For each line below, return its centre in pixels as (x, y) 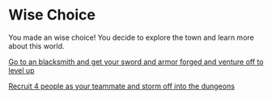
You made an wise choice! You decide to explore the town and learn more (131, 37)
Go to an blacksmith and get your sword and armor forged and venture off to (136, 62)
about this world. (36, 45)
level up (21, 70)
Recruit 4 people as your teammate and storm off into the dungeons (121, 86)
